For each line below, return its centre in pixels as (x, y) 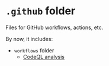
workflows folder (34, 50)
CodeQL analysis (44, 56)
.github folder (40, 11)
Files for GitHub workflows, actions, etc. (54, 27)
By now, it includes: (29, 39)
